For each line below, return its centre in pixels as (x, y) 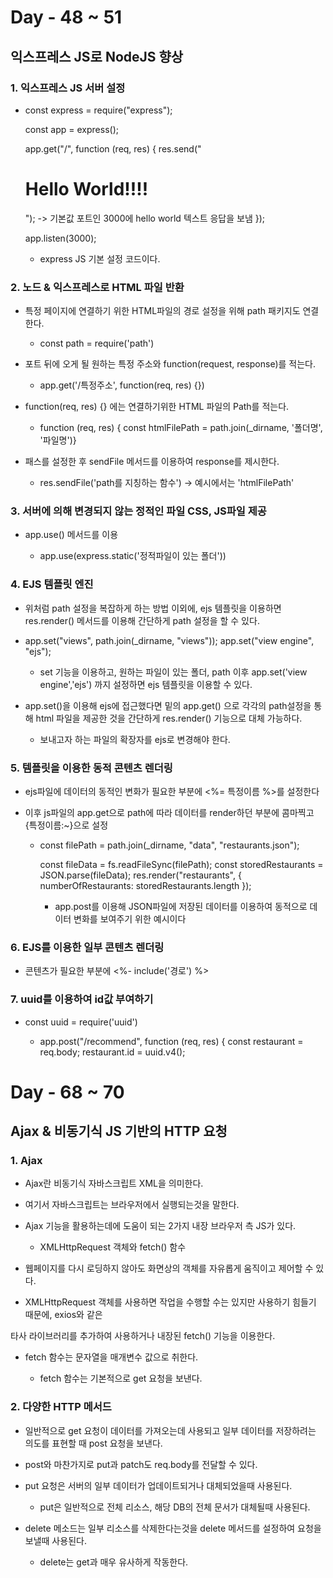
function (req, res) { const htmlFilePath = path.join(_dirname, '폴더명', (181, 428)
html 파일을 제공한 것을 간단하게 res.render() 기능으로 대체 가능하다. (169, 718)
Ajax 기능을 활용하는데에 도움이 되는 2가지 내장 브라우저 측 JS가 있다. (160, 1226)
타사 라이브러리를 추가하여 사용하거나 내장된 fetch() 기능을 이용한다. (143, 1336)
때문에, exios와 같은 (63, 1315)
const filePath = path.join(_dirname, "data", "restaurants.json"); (169, 845)
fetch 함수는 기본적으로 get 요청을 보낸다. (121, 1378)
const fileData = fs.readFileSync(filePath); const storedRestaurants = (181, 864)
